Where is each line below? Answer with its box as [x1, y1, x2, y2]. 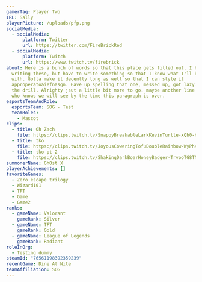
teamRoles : [11, 110, 39, 116]
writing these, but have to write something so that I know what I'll [11, 70, 192, 77]
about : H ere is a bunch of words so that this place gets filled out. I [6, 64, 192, 71]
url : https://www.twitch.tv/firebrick [22, 59, 120, 65]
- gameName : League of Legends [11, 233, 90, 239]
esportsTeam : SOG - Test [11, 104, 74, 110]
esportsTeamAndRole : [6, 98, 58, 104]
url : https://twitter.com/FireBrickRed [22, 43, 122, 49]
